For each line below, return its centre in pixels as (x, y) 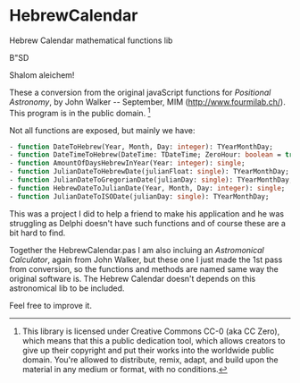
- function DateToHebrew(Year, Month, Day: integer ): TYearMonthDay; (142, 147)
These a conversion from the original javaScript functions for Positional (140, 92)
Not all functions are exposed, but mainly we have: (102, 130)
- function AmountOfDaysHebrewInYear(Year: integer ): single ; (127, 163)
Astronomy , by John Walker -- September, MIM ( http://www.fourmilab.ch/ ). (147, 102)
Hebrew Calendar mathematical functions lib (91, 40)
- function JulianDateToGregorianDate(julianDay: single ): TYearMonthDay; (151, 180)
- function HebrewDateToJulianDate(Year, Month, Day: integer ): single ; (147, 188)
